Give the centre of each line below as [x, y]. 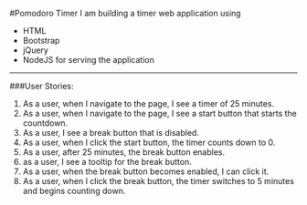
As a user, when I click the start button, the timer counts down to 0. [149, 142]
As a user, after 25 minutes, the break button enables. [124, 152]
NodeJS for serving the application [89, 60]
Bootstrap [41, 41]
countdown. [45, 123]
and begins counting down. [74, 191]
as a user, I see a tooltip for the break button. [107, 162]
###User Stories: [42, 86]
